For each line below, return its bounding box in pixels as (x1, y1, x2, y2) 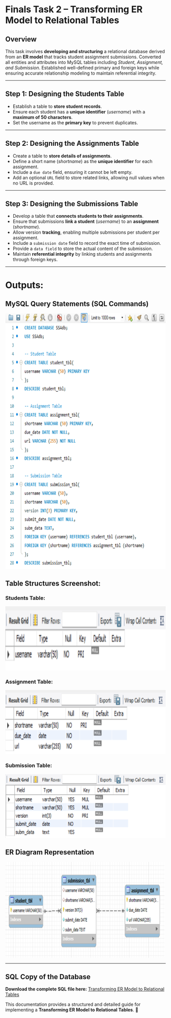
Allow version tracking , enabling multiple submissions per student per (12, 229, 160, 236)
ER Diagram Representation (5, 848, 94, 857)
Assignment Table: (5, 678, 53, 686)
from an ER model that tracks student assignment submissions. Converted (5, 54, 161, 60)
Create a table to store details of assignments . (12, 152, 112, 159)
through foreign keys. (12, 257, 58, 263)
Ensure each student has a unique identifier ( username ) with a (12, 108, 146, 115)
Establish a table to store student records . (12, 103, 102, 109)
